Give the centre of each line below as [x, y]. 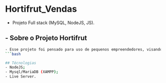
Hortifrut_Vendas [41, 9]
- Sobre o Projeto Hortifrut [46, 38]
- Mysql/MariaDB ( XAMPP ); [32, 72]
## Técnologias [21, 63]
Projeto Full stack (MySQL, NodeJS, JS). [53, 23]
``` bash [13, 54]
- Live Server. [21, 77]
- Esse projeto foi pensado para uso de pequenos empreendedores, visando [84, 49]
